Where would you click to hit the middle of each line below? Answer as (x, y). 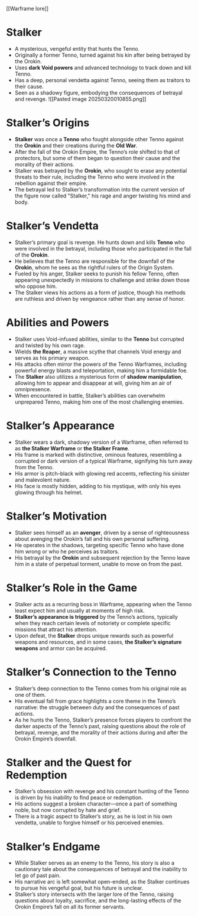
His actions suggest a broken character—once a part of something (96, 804)
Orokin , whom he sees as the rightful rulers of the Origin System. (94, 267)
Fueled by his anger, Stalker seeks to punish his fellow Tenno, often (97, 274)
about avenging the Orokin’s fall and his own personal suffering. (92, 539)
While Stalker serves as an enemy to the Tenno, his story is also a (95, 863)
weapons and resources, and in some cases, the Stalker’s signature (98, 642)
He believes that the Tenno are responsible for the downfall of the (95, 261)
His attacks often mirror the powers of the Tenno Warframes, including (101, 364)
